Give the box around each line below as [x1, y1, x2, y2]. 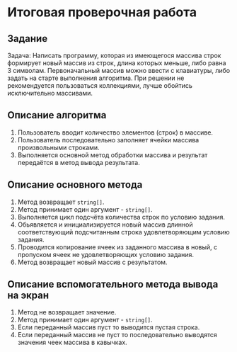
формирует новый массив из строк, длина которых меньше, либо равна [7, 59, 226, 67]
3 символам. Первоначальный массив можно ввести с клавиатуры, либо [7, 67, 231, 74]
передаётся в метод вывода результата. [17, 158, 140, 166]
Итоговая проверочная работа [7, 4, 197, 21]
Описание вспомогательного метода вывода [7, 278, 219, 290]
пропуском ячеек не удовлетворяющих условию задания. [17, 250, 195, 259]
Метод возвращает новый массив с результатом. [17, 258, 168, 266]
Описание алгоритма [7, 109, 107, 121]
